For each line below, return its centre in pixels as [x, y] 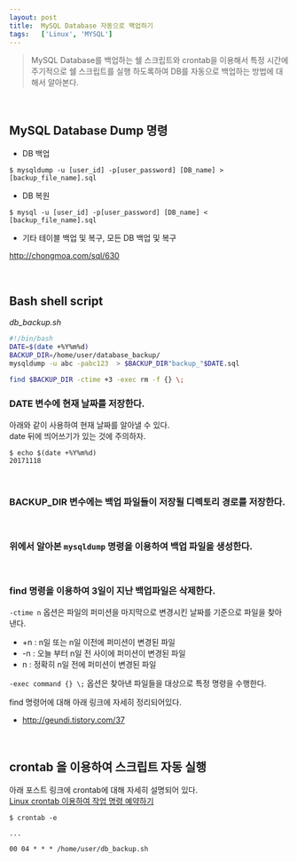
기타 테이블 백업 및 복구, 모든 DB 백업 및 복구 [99, 238]
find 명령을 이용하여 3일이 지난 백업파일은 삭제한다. [112, 591]
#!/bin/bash [31, 339]
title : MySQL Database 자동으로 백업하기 [81, 26]
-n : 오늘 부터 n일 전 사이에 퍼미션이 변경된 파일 [104, 653]
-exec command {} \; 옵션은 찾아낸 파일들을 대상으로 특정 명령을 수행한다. [138, 683]
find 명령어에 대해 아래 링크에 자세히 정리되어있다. [95, 702]
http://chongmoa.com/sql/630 [64, 256]
